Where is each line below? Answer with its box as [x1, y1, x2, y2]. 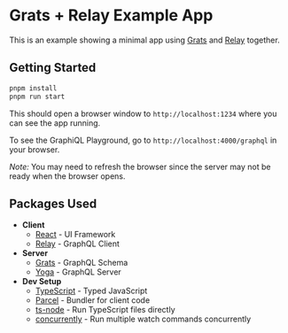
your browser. [9, 143, 60, 155]
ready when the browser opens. [9, 170, 126, 182]
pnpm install [9, 83, 58, 93]
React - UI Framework [35, 229, 116, 240]
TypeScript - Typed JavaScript [35, 285, 148, 297]
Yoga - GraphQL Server [35, 267, 121, 277]
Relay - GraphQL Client [35, 238, 120, 249]
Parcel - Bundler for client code [35, 295, 151, 306]
